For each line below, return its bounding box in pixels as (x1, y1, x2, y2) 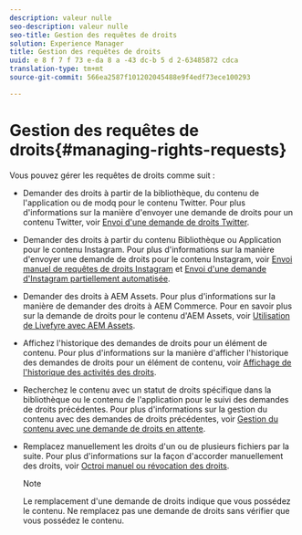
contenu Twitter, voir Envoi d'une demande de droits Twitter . (22, 216, 250, 227)
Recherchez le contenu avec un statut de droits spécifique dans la (22, 384, 272, 395)
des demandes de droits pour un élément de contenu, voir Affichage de (22, 357, 292, 368)
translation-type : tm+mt (9, 65, 104, 74)
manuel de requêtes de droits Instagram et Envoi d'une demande (22, 263, 267, 274)
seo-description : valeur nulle (9, 22, 129, 31)
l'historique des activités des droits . (22, 366, 157, 377)
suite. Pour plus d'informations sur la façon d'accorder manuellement (22, 450, 284, 461)
